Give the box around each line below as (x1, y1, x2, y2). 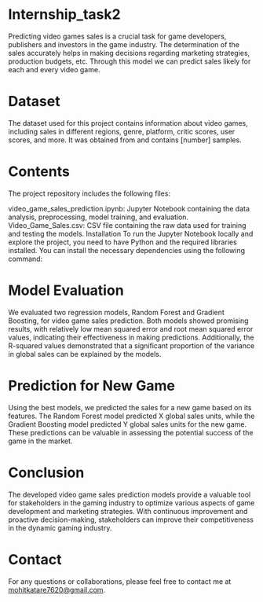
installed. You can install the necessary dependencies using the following (8, 245, 246, 255)
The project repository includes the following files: (8, 189, 171, 198)
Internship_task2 (8, 6, 121, 24)
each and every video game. (8, 64, 100, 74)
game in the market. (8, 436, 73, 446)
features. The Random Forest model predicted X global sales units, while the (8, 411, 255, 420)
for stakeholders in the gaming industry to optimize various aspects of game (8, 497, 255, 508)
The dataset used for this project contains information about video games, (8, 118, 249, 127)
